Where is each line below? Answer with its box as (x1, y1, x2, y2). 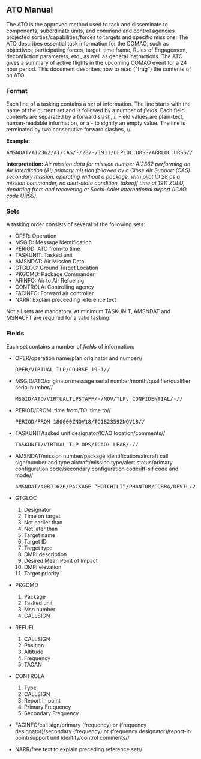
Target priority (23, 569, 60, 577)
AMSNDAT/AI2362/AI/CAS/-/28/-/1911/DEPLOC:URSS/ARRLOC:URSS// (6, 149, 193, 156)
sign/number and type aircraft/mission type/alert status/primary (14, 458, 173, 466)
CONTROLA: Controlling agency (14, 283, 94, 290)
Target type (23, 544, 53, 551)
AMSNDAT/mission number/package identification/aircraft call (14, 452, 169, 460)
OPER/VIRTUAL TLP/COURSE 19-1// (14, 366, 110, 373)
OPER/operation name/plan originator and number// (14, 354, 143, 362)
